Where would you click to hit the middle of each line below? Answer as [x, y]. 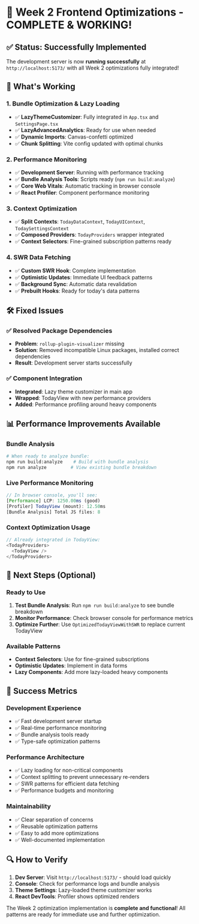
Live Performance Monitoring [50, 483]
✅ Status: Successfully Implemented [76, 47]
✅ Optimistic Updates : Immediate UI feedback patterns [84, 277]
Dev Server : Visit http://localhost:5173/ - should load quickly [93, 877]
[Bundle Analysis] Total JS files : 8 [53, 512]
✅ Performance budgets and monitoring [64, 790]
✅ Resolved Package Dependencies [59, 330]
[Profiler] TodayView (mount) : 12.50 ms [56, 506]
